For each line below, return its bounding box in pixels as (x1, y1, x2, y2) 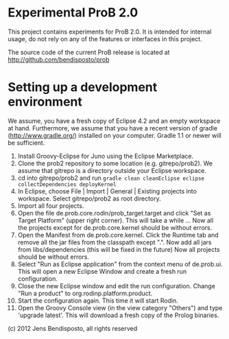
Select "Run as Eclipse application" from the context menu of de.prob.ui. (17, 259, 224, 268)
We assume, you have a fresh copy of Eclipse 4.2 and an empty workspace (8, 117, 221, 125)
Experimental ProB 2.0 (8, 5, 138, 21)
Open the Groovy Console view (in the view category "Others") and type (17, 303, 223, 312)
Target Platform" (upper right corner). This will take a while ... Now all (17, 216, 214, 224)
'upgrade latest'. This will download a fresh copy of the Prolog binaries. (17, 311, 219, 319)
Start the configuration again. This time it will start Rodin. (17, 296, 179, 305)
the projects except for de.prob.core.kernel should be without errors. (17, 223, 213, 231)
